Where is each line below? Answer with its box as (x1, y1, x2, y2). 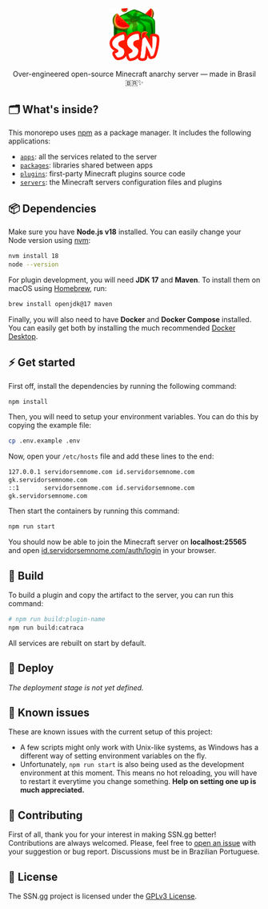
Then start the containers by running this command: (8, 506, 180, 516)
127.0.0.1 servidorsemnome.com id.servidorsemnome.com (8, 468, 195, 476)
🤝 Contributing (8, 808, 83, 822)
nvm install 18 (8, 252, 59, 261)
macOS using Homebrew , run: (8, 283, 107, 293)
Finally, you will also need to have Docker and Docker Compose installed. (8, 314, 252, 324)
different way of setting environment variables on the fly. (19, 751, 207, 761)
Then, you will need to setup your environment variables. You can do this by (8, 412, 258, 422)
